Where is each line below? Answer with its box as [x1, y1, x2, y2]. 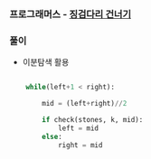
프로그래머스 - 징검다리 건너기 [9, 7, 131, 20]
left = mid [57, 124, 99, 133]
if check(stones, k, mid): [42, 115, 144, 124]
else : [42, 132, 63, 141]
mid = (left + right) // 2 [42, 99, 127, 108]
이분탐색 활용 [22, 57, 70, 68]
